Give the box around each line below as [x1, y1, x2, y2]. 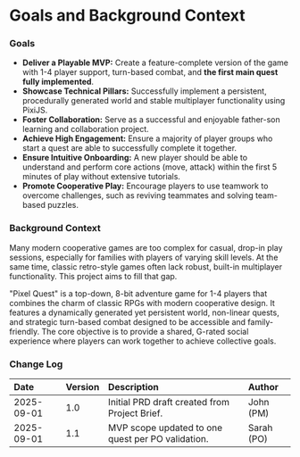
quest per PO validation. [108, 433, 209, 445]
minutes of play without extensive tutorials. [21, 171, 181, 182]
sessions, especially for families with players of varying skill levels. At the [9, 252, 279, 262]
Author [247, 381, 279, 394]
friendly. [9, 326, 40, 337]
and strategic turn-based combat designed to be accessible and [9, 316, 246, 327]
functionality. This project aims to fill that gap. [9, 270, 178, 281]
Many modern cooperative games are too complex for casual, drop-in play [9, 242, 283, 253]
